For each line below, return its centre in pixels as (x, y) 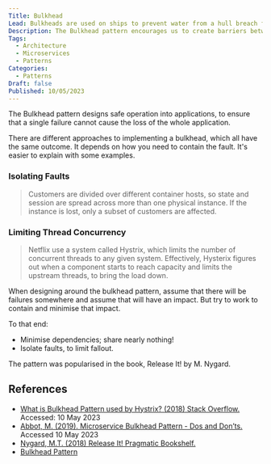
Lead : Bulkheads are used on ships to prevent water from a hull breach (133, 23)
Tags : (17, 38)
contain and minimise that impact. (65, 308)
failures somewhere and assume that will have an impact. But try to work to (133, 299)
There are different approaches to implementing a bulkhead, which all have (133, 138)
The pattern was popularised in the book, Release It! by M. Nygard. (120, 364)
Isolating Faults (39, 176)
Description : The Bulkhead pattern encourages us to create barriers (128, 31)
